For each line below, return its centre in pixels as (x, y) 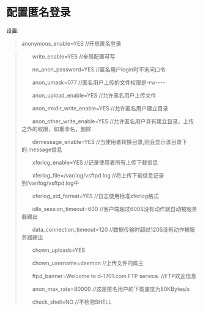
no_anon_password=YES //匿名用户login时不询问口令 (99, 69)
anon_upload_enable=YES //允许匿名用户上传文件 (94, 95)
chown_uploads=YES (59, 250)
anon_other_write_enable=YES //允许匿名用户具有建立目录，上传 (113, 121)
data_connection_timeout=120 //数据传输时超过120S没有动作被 (111, 229)
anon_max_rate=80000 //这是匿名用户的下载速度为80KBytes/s (111, 289)
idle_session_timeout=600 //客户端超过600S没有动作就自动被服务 (115, 209)
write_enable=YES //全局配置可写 (74, 56)
